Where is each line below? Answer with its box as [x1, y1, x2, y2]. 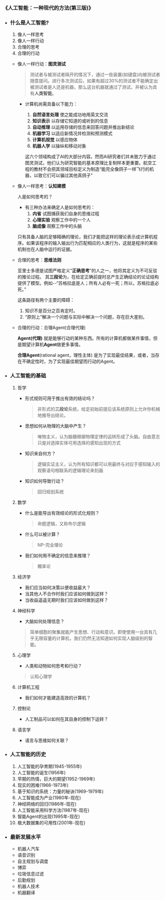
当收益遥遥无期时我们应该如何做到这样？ [24, 597, 108, 603]
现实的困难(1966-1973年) [17, 782, 69, 788]
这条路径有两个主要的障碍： [17, 297, 75, 303]
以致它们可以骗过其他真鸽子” [33, 172, 93, 178]
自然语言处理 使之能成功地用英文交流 [32, 112, 108, 118]
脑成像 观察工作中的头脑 [32, 223, 82, 229]
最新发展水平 [9, 833, 41, 840]
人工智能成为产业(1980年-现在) [17, 794, 81, 800]
